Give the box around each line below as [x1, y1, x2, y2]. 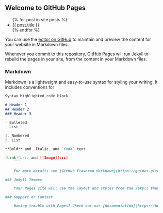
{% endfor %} [12, 27, 40, 33]
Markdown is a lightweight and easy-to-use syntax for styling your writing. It [5, 79, 158, 85]
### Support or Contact [5, 195, 53, 200]
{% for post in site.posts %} [12, 16, 68, 22]
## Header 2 [5, 106, 29, 112]
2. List [5, 138, 21, 143]
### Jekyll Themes [5, 177, 42, 182]
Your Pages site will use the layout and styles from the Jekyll [14, 186, 149, 191]
